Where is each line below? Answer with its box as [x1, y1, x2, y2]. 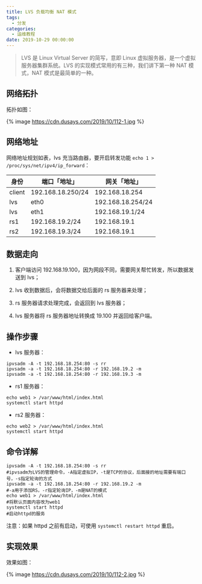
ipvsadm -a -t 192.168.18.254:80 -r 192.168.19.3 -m [6, 372, 142, 378]
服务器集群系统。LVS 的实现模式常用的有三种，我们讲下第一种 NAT [21, 62, 188, 69]
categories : [6, 25, 36, 32]
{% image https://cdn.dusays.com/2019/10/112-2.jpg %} [6, 571, 146, 578]
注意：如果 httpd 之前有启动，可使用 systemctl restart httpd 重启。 [6, 522, 177, 530]
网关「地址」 [105, 177, 142, 186]
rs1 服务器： [14, 382, 45, 390]
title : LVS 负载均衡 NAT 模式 [6, 8, 77, 15]
